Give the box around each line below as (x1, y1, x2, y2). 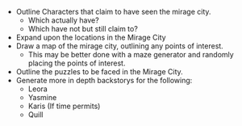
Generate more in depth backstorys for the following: (15, 76, 193, 85)
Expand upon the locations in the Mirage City (15, 32, 167, 42)
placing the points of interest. (27, 58, 126, 68)
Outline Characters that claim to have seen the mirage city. (15, 7, 211, 16)
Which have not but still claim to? (27, 24, 139, 33)
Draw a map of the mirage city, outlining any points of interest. (15, 41, 223, 51)
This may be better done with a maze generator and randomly (27, 50, 234, 59)
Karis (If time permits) (27, 101, 101, 111)
